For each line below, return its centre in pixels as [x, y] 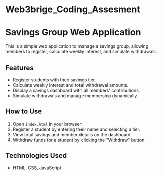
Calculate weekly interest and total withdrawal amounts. [70, 85]
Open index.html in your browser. [48, 124]
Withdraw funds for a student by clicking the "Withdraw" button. [79, 140]
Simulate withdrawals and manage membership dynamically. [75, 96]
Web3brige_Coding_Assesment [73, 9]
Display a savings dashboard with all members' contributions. [76, 90]
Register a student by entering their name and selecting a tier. [76, 129]
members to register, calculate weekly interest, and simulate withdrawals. [81, 52]
